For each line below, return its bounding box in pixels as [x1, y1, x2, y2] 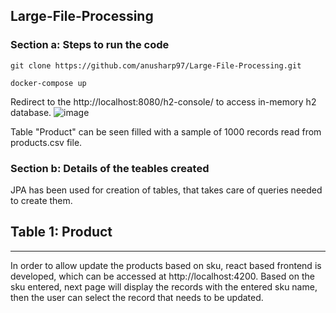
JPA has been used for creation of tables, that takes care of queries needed [10, 184, 323, 196]
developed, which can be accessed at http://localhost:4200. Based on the [10, 270, 315, 282]
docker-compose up [10, 78, 87, 88]
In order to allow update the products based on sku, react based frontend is [10, 259, 322, 271]
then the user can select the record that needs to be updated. [10, 291, 264, 303]
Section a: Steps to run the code [10, 38, 170, 52]
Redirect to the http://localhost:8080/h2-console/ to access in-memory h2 [10, 95, 317, 108]
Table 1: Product [10, 224, 113, 241]
